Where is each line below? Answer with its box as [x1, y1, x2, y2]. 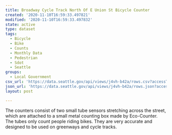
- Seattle [10, 65, 31, 70]
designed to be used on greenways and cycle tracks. [5, 124, 117, 130]
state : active [5, 22, 36, 27]
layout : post [5, 88, 33, 94]
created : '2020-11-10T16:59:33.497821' [5, 12, 91, 17]
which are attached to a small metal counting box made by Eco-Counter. [5, 112, 158, 119]
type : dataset [5, 27, 36, 32]
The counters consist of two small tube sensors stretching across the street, [5, 107, 166, 113]
